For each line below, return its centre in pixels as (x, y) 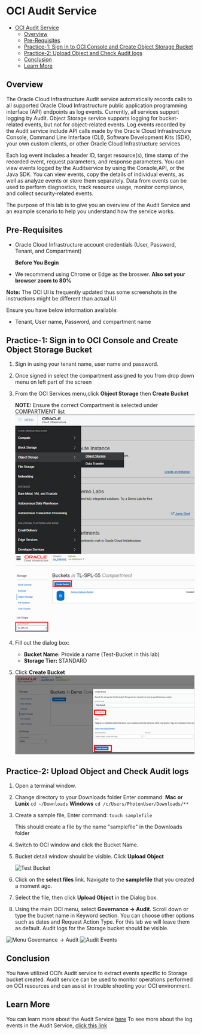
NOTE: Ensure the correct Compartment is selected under (86, 405)
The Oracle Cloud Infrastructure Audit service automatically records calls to (99, 99)
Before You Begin (37, 262)
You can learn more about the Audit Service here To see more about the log (99, 1019)
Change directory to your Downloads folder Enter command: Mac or (99, 797)
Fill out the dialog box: (42, 642)
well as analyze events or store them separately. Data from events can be (97, 180)
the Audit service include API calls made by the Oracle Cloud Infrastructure (99, 130)
